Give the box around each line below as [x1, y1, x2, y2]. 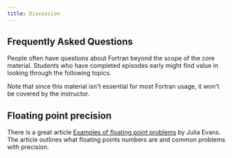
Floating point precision [7, 109, 112, 121]
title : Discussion [7, 10, 60, 17]
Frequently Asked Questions [7, 36, 134, 48]
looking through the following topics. [7, 69, 112, 77]
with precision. [7, 143, 50, 151]
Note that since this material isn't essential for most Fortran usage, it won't [7, 82, 220, 91]
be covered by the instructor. [7, 89, 90, 98]
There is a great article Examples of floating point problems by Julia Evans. [7, 128, 221, 137]
